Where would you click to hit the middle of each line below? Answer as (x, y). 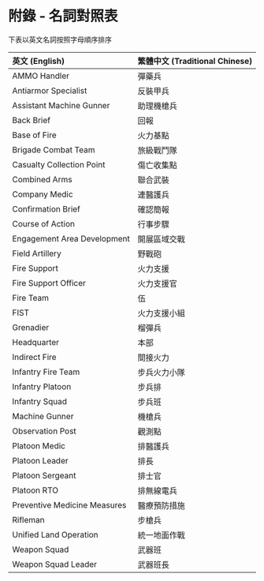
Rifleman (28, 519)
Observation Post (44, 431)
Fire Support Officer (49, 283)
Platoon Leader (40, 460)
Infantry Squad (39, 401)
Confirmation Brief (46, 208)
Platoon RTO (35, 490)
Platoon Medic (39, 445)
